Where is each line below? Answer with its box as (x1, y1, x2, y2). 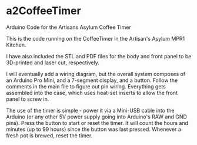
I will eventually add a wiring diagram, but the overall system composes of (6, 70, 186, 77)
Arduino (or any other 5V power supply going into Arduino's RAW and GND (6, 113, 187, 120)
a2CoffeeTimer (6, 4, 81, 18)
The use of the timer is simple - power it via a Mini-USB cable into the (6, 107, 175, 114)
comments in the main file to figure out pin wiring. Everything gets (6, 83, 166, 90)
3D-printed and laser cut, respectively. (6, 59, 100, 66)
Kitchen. (6, 41, 26, 48)
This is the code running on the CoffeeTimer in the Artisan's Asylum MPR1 (6, 35, 185, 42)
